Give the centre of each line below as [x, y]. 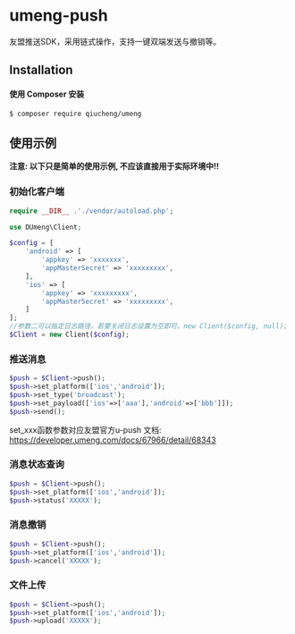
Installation [41, 70]
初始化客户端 [37, 191]
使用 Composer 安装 [47, 94]
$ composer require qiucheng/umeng [76, 114]
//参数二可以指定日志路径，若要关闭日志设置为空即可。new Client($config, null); [148, 326]
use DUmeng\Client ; [46, 227]
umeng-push [59, 16]
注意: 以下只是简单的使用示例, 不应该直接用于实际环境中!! [114, 166]
